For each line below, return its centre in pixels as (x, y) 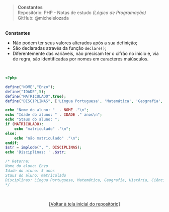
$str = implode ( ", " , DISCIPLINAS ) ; (44, 148)
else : (11, 133)
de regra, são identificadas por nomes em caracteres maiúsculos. (80, 59)
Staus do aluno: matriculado (36, 175)
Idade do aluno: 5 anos (30, 171)
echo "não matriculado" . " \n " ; (47, 138)
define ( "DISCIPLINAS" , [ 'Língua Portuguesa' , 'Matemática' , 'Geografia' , (84, 101)
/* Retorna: (18, 161)
